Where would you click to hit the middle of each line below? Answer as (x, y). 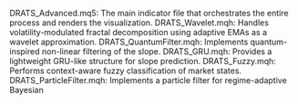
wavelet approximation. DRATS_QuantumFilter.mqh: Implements (129, 42)
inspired (25, 52)
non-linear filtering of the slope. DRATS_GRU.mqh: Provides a (157, 52)
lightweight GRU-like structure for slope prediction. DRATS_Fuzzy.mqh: (143, 61)
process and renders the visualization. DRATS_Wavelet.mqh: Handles (139, 23)
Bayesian (26, 90)
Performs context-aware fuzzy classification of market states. (126, 71)
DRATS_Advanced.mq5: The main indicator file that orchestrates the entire (149, 13)
